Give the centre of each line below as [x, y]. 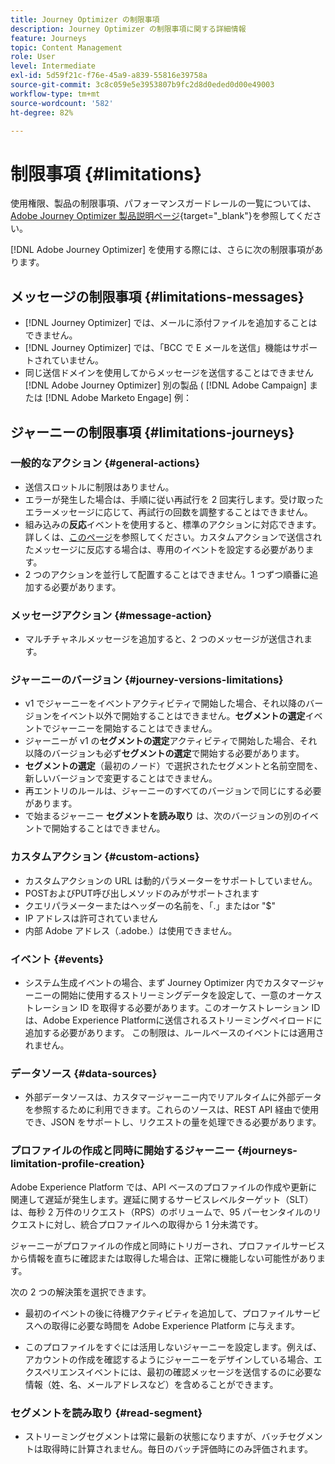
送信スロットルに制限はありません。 [99, 487]
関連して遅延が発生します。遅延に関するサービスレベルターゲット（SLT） [162, 1199]
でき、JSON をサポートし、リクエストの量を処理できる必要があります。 [173, 1122]
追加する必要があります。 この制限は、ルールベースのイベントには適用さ [174, 1032]
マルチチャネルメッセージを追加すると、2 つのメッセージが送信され [164, 639]
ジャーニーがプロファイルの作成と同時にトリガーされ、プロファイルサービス [168, 1245]
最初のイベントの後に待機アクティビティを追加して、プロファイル [159, 1313]
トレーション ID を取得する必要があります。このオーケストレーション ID [172, 1007]
